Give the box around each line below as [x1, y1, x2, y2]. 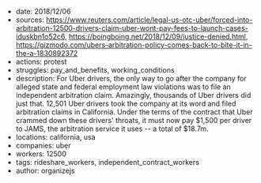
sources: [15, 15, 45, 24]
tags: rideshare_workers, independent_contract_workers [15, 158, 200, 166]
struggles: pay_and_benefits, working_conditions [15, 65, 176, 74]
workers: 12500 [15, 149, 67, 159]
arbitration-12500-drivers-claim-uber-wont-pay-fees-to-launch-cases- [15, 24, 249, 32]
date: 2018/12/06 [15, 7, 71, 16]
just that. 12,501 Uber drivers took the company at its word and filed [15, 99, 236, 108]
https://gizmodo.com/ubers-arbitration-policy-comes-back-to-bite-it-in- [15, 40, 253, 50]
